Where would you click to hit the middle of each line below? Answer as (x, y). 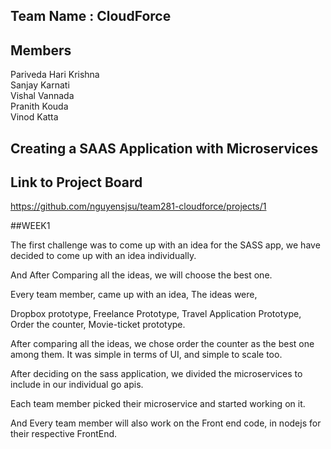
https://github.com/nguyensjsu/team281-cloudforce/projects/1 (138, 206)
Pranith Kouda (39, 106)
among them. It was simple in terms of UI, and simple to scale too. (146, 355)
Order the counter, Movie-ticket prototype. (98, 325)
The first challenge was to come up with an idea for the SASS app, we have (165, 245)
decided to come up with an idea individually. (103, 256)
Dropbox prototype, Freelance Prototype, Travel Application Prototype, (156, 314)
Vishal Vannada (42, 96)
